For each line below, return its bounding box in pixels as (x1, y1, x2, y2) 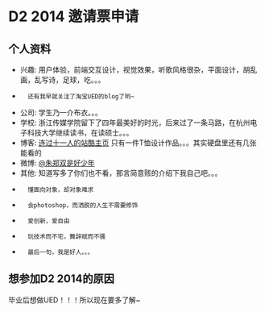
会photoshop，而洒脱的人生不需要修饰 (27, 202, 139, 210)
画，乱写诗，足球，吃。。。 (19, 75, 106, 85)
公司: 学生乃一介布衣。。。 (19, 108, 102, 117)
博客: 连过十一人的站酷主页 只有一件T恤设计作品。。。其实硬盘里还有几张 (19, 138, 257, 148)
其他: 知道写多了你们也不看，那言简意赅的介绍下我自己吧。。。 (19, 168, 222, 177)
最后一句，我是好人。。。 (27, 248, 94, 256)
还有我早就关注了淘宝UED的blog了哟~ (27, 93, 135, 101)
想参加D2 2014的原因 (8, 272, 115, 286)
